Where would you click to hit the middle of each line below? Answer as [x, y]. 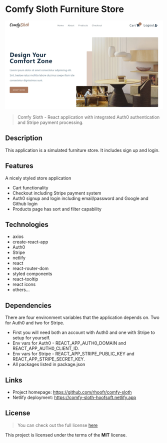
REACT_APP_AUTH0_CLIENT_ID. [45, 348]
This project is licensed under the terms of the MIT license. [66, 435]
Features [19, 166]
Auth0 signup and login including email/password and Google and [80, 198]
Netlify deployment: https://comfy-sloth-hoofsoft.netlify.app [74, 397]
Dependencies [28, 305]
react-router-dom [30, 268]
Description [24, 138]
